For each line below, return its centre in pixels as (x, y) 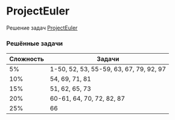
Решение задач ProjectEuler (42, 28)
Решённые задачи (35, 43)
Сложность (27, 59)
